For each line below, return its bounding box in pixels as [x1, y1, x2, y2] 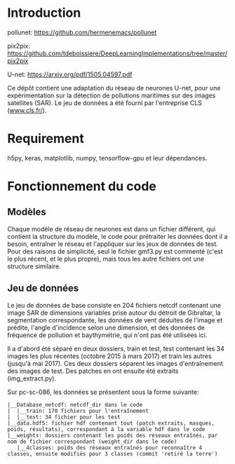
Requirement [7, 131, 84, 146]
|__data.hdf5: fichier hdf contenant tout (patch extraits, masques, [7, 419, 215, 427]
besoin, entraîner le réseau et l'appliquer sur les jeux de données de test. [7, 240, 219, 248]
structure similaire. [7, 261, 61, 271]
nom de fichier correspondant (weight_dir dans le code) [7, 438, 177, 445]
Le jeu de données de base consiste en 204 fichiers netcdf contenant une [7, 301, 221, 309]
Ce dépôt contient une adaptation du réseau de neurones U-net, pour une [7, 83, 221, 92]
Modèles [7, 206, 47, 218]
